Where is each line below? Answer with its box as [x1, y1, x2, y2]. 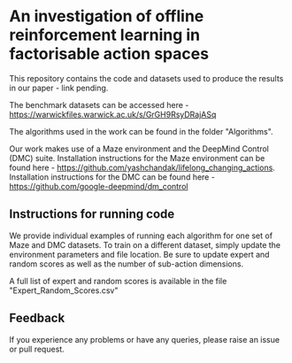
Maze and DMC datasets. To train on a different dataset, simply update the [9, 239, 281, 250]
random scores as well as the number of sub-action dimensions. [9, 259, 244, 269]
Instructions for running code [9, 206, 175, 222]
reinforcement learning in [9, 25, 201, 45]
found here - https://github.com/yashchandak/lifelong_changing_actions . [9, 162, 276, 173]
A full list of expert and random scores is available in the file [9, 275, 227, 286]
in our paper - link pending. [9, 82, 109, 93]
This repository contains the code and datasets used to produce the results [9, 73, 284, 83]
